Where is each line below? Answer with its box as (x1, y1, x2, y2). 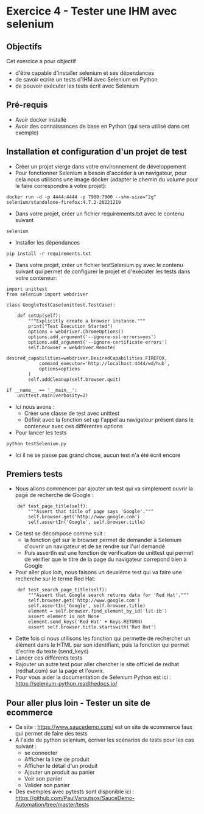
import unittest (6, 286, 47, 292)
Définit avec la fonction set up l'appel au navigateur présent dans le (24, 416, 194, 423)
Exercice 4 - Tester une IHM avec (6, 4, 177, 18)
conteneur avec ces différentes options (24, 422, 123, 430)
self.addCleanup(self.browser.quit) (28, 376, 121, 383)
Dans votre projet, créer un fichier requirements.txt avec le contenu (15, 210, 185, 217)
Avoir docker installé (15, 116, 67, 123)
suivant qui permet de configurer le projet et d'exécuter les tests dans (15, 268, 191, 275)
